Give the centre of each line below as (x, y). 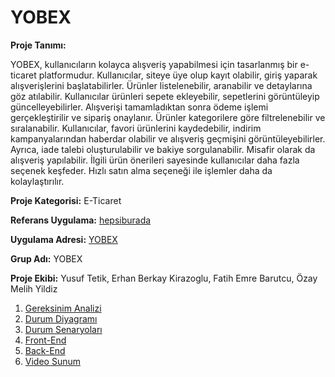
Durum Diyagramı (61, 318)
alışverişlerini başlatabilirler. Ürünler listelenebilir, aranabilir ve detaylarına (161, 85)
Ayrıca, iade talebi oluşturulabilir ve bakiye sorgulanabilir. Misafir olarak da (163, 149)
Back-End (45, 350)
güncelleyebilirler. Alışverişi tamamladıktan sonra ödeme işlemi (139, 107)
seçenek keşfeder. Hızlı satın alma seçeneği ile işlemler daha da (141, 170)
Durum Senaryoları (63, 329)
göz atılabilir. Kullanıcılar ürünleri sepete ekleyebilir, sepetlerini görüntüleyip (165, 96)
